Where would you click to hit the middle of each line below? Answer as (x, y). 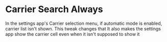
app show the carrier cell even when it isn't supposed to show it (73, 34)
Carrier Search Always (54, 9)
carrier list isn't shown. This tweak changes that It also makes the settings (83, 28)
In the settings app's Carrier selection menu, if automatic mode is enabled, (84, 23)
